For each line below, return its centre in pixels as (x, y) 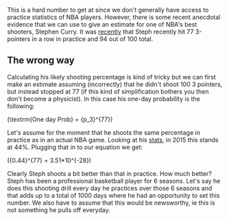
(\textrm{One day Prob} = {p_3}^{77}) (60, 119)
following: (21, 106)
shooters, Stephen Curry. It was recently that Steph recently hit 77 (100, 31)
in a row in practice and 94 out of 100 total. (93, 39)
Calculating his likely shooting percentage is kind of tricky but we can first (111, 77)
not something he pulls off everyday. (59, 210)
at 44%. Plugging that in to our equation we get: (75, 147)
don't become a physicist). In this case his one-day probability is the (104, 99)
